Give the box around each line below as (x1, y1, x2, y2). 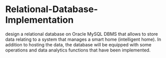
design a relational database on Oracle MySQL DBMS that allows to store (5, 31, 158, 37)
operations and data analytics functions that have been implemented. (5, 47, 151, 53)
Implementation (5, 14, 74, 26)
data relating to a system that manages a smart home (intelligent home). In (5, 36, 161, 42)
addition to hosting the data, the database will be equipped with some (5, 41, 152, 47)
